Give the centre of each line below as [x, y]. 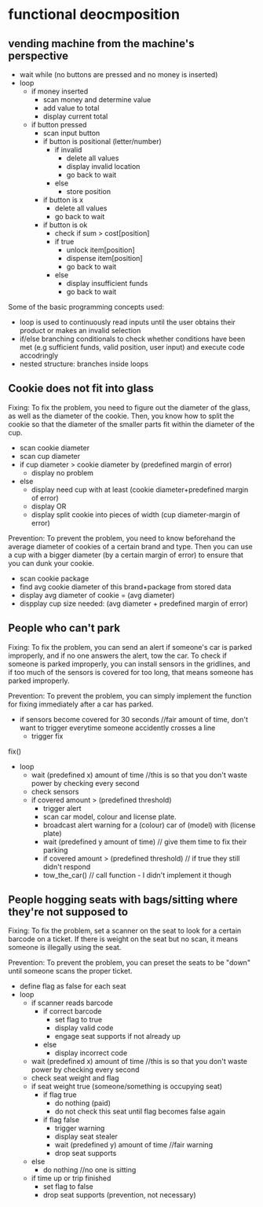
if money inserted [60, 91]
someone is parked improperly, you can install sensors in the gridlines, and [130, 664]
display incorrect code [91, 1053]
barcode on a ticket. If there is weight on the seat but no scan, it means [123, 939]
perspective [38, 55]
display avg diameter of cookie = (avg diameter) [97, 595]
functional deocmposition [94, 15]
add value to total [71, 108]
